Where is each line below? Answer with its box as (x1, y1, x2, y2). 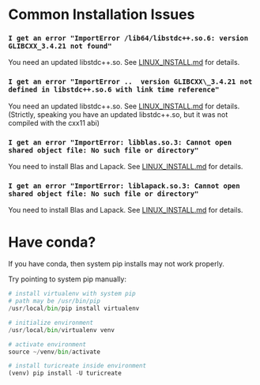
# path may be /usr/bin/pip (8, 297, 101, 305)
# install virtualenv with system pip (8, 290, 136, 298)
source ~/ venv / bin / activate (8, 348, 101, 356)
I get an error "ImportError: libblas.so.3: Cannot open (8, 138, 232, 147)
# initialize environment (8, 319, 93, 326)
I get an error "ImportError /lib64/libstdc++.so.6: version (8, 34, 249, 43)
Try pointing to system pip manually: (8, 274, 126, 284)
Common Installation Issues (8, 6, 195, 24)
